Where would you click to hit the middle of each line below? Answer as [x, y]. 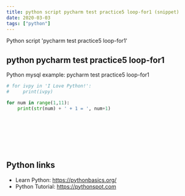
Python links [31, 165]
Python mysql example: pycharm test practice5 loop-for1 [78, 75]
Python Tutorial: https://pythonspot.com [66, 186]
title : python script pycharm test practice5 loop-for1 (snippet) [93, 12]
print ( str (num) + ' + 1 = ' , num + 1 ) [64, 108]
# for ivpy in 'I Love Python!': [49, 86]
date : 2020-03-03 [28, 18]
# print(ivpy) [30, 92]
